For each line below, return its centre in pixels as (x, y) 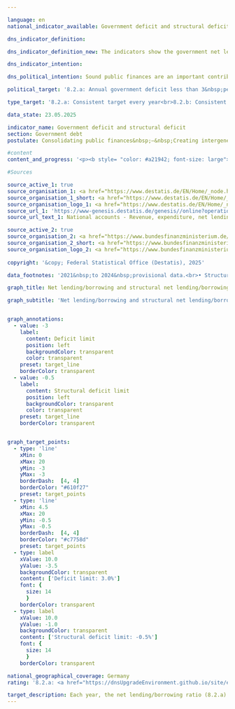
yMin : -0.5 (36, 520)
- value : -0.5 (34, 378)
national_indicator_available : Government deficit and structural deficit (119, 26)
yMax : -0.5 (36, 527)
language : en (26, 20)
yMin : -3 (33, 468)
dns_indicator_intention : (45, 64)
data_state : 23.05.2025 (42, 115)
